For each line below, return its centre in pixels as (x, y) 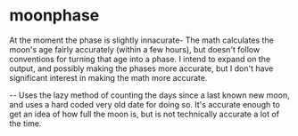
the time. (25, 123)
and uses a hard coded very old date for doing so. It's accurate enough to (145, 104)
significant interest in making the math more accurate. (108, 77)
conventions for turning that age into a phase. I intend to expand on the (140, 59)
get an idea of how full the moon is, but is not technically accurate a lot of (144, 114)
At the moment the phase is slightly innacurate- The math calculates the (141, 40)
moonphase (54, 16)
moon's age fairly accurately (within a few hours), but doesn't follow (135, 49)
